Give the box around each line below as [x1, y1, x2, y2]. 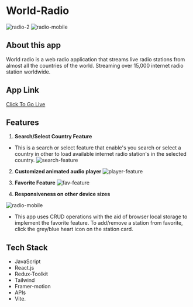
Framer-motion [14, 283, 51, 290]
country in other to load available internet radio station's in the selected [14, 151, 187, 158]
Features [6, 117, 39, 127]
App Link [6, 85, 39, 95]
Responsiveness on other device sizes [14, 191, 111, 198]
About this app [6, 40, 61, 50]
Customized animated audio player [14, 168, 102, 175]
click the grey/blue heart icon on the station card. [14, 226, 133, 233]
